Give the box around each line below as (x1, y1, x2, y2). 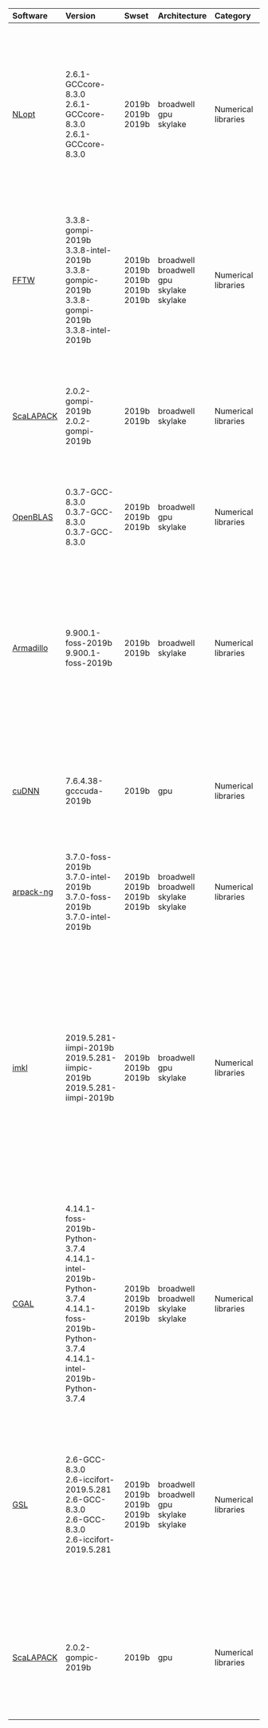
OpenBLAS (12, 512, 53, 522)
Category (214, 10, 251, 21)
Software (12, 10, 48, 21)
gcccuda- (65, 785, 104, 796)
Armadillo (12, 643, 49, 653)
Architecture (157, 10, 207, 21)
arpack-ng (12, 887, 53, 897)
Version (65, 10, 96, 21)
